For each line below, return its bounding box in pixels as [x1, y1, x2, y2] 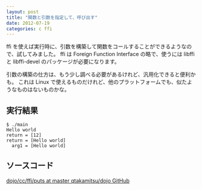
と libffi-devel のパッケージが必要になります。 [6, 58, 120, 65]
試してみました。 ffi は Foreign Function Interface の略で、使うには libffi [16, 51, 195, 58]
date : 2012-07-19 [6, 20, 50, 26]
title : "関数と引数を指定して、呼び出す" [6, 14, 98, 21]
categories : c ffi [6, 25, 52, 32]
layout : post [6, 8, 39, 15]
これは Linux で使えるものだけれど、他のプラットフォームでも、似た [17, 78, 188, 86]
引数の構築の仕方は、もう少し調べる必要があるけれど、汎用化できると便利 [6, 71, 191, 78]
